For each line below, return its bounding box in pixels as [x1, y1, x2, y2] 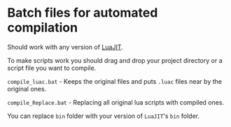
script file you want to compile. [7, 63, 97, 72]
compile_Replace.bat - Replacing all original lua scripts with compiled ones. [7, 98, 225, 106]
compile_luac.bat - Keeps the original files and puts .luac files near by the [7, 77, 223, 85]
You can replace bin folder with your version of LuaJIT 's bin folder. [7, 112, 199, 120]
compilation [7, 20, 78, 36]
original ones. [7, 84, 47, 93]
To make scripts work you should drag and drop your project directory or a [7, 56, 223, 64]
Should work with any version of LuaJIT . [7, 43, 124, 51]
